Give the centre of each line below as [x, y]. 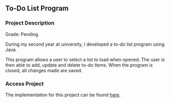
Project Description [30, 23]
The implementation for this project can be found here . [63, 95]
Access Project [25, 84]
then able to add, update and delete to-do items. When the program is [79, 65]
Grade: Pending [22, 34]
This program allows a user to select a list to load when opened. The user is [85, 59]
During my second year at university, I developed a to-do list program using [85, 44]
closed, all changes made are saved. [44, 70]
